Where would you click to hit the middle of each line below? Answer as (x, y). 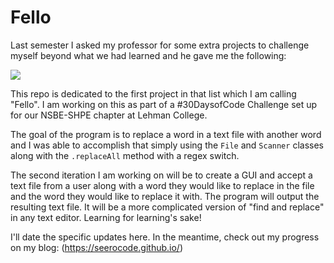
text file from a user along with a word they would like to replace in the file (162, 185)
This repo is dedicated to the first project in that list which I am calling (153, 93)
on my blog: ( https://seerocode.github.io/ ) (96, 247)
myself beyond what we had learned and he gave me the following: (148, 55)
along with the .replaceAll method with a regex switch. (125, 155)
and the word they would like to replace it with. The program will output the (165, 196)
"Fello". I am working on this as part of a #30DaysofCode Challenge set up (164, 104)
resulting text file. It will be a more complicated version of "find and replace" (167, 207)
